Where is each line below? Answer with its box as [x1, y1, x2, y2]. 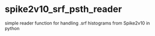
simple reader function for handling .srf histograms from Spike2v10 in [5, 20, 150, 26]
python [5, 25, 20, 31]
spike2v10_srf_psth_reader [5, 3, 122, 15]
